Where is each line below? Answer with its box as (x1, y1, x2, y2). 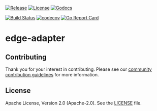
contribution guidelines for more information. (5, 72, 99, 77)
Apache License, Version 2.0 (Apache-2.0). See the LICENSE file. (5, 100, 142, 106)
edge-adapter (5, 33, 65, 44)
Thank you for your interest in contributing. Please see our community (5, 66, 152, 72)
